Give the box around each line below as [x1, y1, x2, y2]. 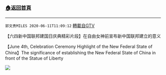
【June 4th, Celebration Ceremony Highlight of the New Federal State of [5, 43, 153, 50]
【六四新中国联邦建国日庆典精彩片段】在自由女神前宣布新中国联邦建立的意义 [5, 33, 161, 39]
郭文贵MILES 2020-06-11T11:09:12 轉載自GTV [5, 23, 95, 29]
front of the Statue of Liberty [5, 55, 64, 61]
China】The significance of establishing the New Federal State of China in [5, 50, 156, 56]
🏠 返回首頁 [5, 4, 32, 11]
